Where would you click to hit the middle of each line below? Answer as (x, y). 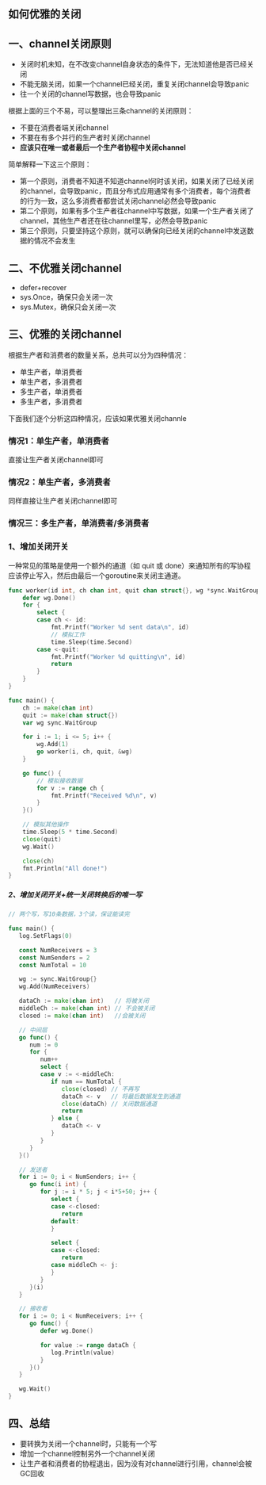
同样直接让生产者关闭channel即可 (63, 501)
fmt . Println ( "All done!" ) (65, 868)
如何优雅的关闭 (45, 14)
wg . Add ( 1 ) (53, 744)
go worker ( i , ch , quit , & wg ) (85, 752)
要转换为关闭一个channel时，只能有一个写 (88, 1443)
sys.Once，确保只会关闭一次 (66, 297)
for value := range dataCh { (88, 1345)
